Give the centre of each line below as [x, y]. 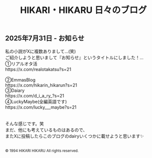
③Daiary [15, 90]
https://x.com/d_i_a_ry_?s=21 [35, 95]
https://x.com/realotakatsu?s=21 [38, 69]
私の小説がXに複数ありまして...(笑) [40, 51]
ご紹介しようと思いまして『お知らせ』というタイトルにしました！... [75, 57]
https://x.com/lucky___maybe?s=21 [41, 107]
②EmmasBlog [20, 79]
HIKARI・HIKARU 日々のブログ [83, 10]
